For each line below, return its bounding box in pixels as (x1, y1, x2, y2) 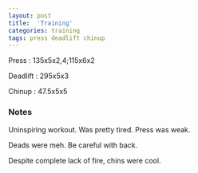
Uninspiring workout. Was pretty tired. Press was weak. (8, 124, 191, 134)
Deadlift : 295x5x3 (8, 71, 69, 81)
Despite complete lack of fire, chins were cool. (8, 155, 161, 165)
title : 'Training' (8, 19, 73, 27)
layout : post (8, 11, 52, 20)
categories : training (8, 26, 81, 34)
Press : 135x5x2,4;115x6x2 (8, 56, 96, 65)
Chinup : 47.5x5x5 (8, 87, 68, 96)
